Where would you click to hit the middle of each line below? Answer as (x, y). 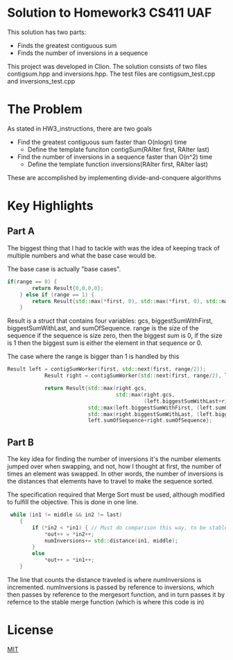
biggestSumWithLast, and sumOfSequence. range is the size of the (103, 328)
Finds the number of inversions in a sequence (83, 53)
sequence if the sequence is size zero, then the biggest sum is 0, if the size (115, 336)
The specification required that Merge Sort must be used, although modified (116, 494)
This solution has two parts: (47, 32)
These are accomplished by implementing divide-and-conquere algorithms (114, 177)
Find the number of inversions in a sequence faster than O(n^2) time (115, 156)
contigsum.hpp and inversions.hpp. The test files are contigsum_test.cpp (111, 74)
